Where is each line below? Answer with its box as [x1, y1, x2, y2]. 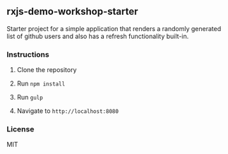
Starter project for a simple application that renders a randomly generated [6, 24, 222, 32]
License [6, 124, 35, 134]
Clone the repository [16, 66, 77, 74]
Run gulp [16, 93, 43, 102]
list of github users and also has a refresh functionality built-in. [6, 32, 189, 40]
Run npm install [16, 79, 66, 88]
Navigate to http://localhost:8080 [16, 107, 119, 115]
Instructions [6, 49, 50, 59]
